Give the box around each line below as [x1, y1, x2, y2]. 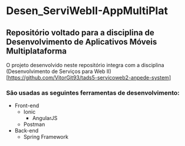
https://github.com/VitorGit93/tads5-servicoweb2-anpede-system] [8, 74, 171, 81]
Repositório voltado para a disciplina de [6, 28, 154, 38]
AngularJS [32, 115, 58, 122]
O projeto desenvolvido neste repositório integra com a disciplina [6, 62, 164, 68]
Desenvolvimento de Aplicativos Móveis [6, 36, 157, 47]
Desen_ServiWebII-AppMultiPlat [6, 4, 168, 18]
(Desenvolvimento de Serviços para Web [6, 68, 105, 75]
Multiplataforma [6, 46, 67, 56]
